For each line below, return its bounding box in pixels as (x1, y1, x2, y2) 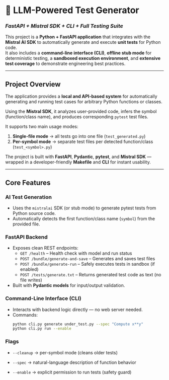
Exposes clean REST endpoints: (12, 245, 79, 251)
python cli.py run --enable (12, 326, 71, 331)
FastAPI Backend (5, 234, 48, 241)
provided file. (12, 221, 40, 227)
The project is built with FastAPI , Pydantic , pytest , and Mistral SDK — (5, 154, 152, 160)
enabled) (20, 266, 39, 272)
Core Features (5, 178, 51, 187)
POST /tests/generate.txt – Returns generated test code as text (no (20, 272, 161, 278)
